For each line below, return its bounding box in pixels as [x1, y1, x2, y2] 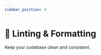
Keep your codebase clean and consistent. [4, 44, 91, 50]
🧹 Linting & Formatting [4, 28, 97, 39]
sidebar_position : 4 [4, 7, 47, 12]
